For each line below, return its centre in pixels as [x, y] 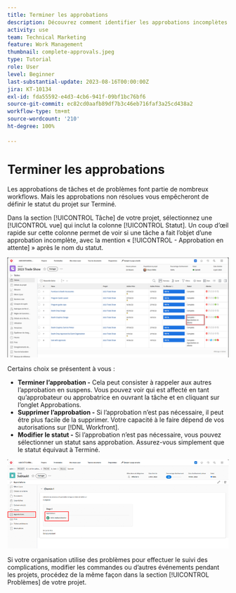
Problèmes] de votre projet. [47, 582]
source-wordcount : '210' [44, 119]
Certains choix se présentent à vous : [61, 368]
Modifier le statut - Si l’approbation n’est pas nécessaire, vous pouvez [119, 435]
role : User [23, 67]
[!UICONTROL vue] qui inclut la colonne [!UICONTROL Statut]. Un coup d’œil [118, 225]
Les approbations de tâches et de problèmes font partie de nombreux [108, 189]
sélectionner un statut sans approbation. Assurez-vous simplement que [121, 442]
